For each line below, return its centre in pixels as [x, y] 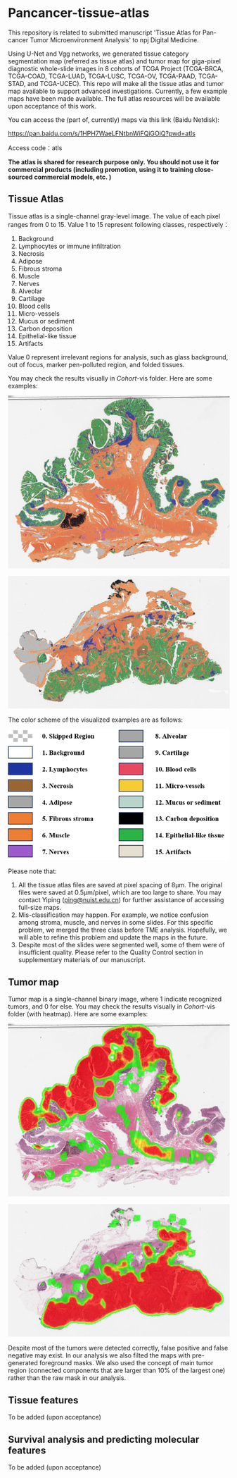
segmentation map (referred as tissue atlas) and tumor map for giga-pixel [114, 61]
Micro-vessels [39, 313]
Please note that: [32, 871]
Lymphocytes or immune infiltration [70, 246]
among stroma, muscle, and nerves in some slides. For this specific [116, 923]
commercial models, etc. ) [73, 177]
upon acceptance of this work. [52, 106]
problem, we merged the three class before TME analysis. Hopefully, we [123, 930]
